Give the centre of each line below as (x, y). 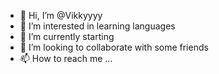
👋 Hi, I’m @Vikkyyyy (61, 15)
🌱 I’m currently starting (67, 36)
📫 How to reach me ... (66, 58)
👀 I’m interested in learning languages (97, 26)
